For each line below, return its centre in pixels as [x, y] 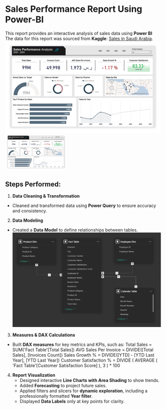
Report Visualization [34, 375]
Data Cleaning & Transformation [46, 196]
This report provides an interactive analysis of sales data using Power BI [79, 33]
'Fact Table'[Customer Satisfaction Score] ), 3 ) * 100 [66, 366]
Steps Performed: [33, 184]
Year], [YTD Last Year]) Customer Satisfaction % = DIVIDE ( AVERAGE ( [85, 360]
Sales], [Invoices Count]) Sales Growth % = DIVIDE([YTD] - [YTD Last [83, 355]
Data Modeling [28, 220]
